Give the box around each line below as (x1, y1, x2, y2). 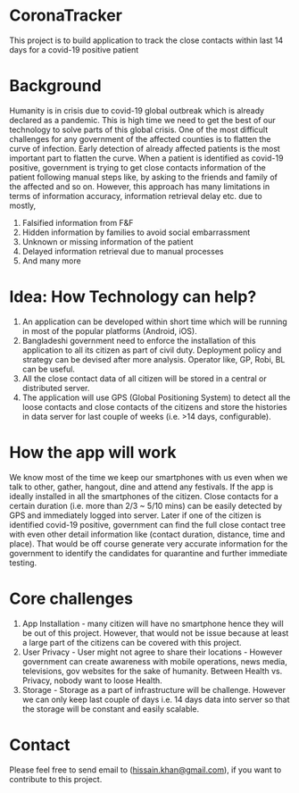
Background (9, 76, 102, 96)
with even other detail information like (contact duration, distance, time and (9, 529, 286, 539)
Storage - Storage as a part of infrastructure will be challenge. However (21, 684, 286, 695)
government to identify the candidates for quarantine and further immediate (9, 547, 288, 558)
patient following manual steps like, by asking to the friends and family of (9, 171, 278, 182)
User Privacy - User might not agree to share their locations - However (21, 647, 283, 657)
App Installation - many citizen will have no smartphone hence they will (21, 618, 284, 629)
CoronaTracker (9, 5, 123, 26)
